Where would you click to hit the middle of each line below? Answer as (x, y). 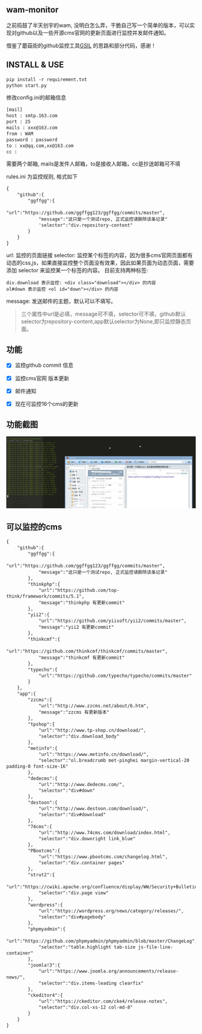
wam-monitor (32, 10)
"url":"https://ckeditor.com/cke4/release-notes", (103, 1001)
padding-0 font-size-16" (37, 767)
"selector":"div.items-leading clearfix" (91, 983)
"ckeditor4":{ (45, 995)
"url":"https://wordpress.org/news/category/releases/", (111, 911)
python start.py (26, 86)
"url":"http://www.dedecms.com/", (81, 785)
